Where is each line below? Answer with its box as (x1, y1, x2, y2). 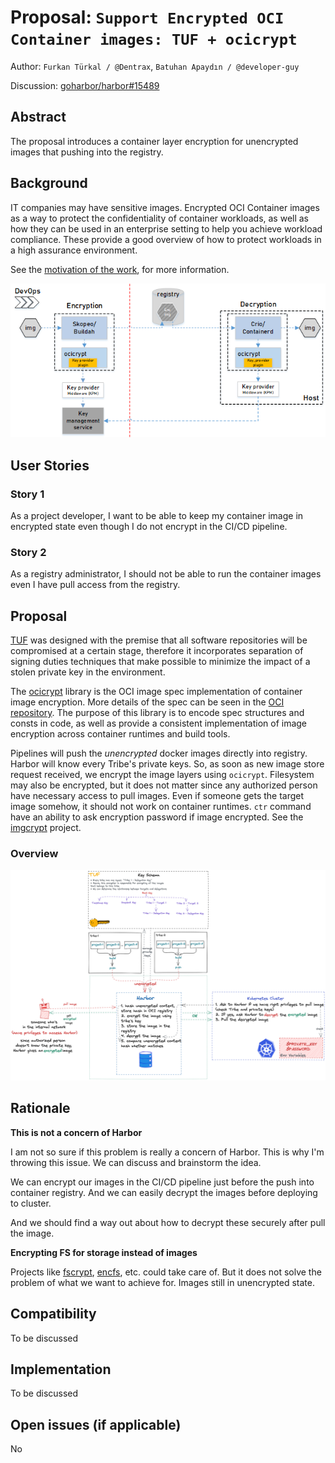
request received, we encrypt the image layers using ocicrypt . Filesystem (10, 769, 315, 781)
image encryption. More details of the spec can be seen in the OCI (10, 696, 285, 708)
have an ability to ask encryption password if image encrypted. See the (10, 811, 304, 823)
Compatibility (10, 1306, 97, 1323)
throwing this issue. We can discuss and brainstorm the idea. (10, 1156, 262, 1168)
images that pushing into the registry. (10, 146, 164, 158)
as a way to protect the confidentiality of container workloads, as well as (10, 212, 310, 224)
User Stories (10, 457, 90, 474)
